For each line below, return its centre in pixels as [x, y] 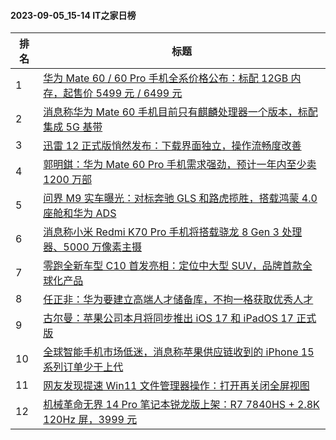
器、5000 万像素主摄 [93, 247]
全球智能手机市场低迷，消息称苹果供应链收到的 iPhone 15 [179, 352]
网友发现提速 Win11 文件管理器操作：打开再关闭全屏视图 [176, 386]
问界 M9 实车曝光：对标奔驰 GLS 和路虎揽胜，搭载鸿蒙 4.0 [180, 198]
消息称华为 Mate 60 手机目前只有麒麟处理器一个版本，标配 [180, 112]
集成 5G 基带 [73, 127]
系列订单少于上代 [83, 367]
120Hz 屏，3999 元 [90, 420]
